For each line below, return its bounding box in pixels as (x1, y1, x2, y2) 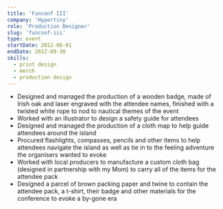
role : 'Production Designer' (7, 23, 91, 29)
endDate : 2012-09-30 (7, 49, 67, 56)
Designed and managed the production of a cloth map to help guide (16, 121, 209, 130)
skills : (7, 55, 30, 62)
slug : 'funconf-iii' (7, 29, 67, 36)
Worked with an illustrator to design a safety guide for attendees (16, 114, 199, 123)
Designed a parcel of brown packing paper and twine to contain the (16, 180, 209, 188)
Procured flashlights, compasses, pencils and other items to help (16, 136, 201, 145)
